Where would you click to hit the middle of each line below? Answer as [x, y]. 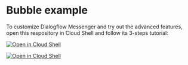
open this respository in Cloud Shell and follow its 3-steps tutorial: [87, 32]
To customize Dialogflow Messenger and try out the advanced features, [95, 27]
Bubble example [47, 10]
